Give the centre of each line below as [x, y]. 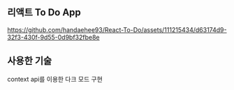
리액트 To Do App [44, 13]
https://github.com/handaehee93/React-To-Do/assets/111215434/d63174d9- [117, 29]
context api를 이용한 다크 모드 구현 [55, 79]
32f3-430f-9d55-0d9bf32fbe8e [53, 37]
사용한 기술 [30, 61]
